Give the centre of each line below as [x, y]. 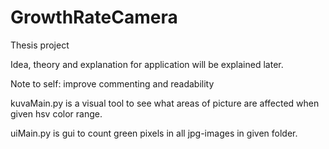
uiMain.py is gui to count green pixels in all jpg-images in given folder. [154, 133]
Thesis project [40, 45]
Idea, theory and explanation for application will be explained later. [147, 64]
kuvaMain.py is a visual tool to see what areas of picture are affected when [165, 103]
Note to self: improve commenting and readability [112, 83]
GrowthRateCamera [94, 17]
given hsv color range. [56, 113]
